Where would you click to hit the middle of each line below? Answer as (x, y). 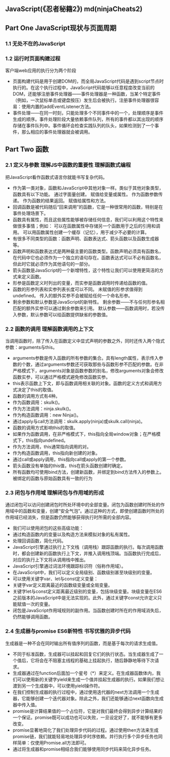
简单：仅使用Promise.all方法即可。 (53, 743)
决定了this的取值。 (36, 390)
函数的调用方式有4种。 (36, 396)
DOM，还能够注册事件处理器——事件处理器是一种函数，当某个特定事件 (87, 94)
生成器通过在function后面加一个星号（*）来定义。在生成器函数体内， (84, 673)
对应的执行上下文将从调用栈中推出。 (50, 560)
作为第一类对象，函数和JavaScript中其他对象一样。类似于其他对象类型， (88, 188)
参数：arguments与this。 (31, 347)
